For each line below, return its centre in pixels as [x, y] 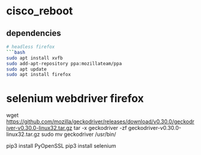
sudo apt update [26, 69]
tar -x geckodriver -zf [100, 128]
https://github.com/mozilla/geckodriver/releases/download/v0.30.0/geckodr [100, 121]
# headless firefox [31, 47]
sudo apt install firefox [38, 75]
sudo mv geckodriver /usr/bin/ [79, 134]
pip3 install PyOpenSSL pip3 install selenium [61, 146]
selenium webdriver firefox [75, 98]
